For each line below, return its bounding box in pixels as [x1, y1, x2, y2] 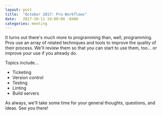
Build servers [12, 90, 40, 96]
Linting [12, 85, 27, 91]
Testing [12, 80, 28, 86]
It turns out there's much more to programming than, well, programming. [5, 35, 153, 40]
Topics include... [5, 60, 39, 66]
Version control [12, 75, 43, 80]
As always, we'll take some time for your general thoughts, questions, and [5, 100, 156, 106]
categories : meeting [5, 21, 48, 26]
